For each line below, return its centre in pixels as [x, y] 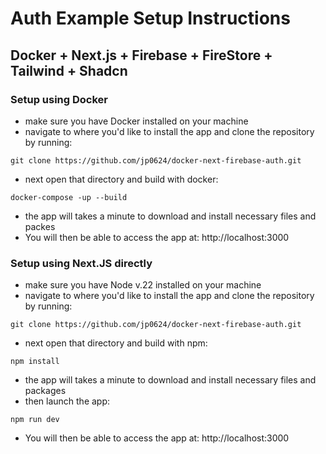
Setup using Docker [59, 99]
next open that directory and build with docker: [121, 179]
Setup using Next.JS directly [81, 263]
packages [45, 391]
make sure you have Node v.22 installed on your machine [143, 285]
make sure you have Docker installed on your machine [136, 121]
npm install [35, 362]
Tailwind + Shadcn [69, 70]
